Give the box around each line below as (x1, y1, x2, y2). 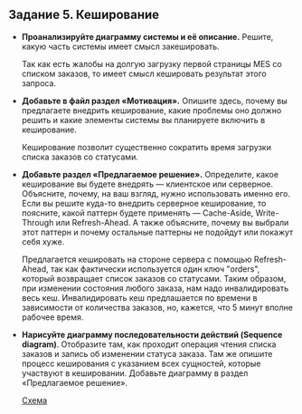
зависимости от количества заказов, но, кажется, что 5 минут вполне (21, 302, 293, 313)
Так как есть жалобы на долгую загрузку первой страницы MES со (21, 58, 282, 69)
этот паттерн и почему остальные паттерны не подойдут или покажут (21, 226, 294, 237)
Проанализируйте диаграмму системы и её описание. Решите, (21, 31, 274, 42)
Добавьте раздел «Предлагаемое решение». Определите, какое (21, 168, 279, 179)
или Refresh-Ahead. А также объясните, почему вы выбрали (55, 217, 289, 227)
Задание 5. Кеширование (8, 7, 160, 23)
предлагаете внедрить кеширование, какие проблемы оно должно (21, 104, 282, 116)
